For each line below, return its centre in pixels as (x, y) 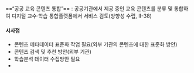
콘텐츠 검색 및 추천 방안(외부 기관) (53, 52)
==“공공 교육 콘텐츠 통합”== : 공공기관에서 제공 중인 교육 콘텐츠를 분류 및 (89, 8)
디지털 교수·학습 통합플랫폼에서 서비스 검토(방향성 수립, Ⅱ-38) (81, 16)
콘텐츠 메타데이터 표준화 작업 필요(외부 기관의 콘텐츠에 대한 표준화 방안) (96, 44)
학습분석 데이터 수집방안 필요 (47, 59)
